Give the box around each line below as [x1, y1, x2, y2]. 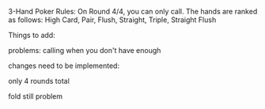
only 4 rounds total [8, 77, 70, 85]
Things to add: [8, 31, 55, 39]
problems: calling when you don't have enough [8, 46, 161, 54]
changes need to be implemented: [8, 61, 120, 70]
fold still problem [8, 92, 63, 101]
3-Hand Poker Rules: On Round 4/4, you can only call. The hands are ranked [8, 7, 258, 16]
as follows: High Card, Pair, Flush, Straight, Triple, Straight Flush [8, 15, 217, 24]
